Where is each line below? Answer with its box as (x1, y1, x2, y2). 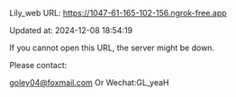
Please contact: (9, 60, 68, 70)
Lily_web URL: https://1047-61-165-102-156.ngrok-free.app (9, 8, 227, 18)
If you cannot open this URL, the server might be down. (9, 42, 214, 53)
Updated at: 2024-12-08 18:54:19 (9, 25, 133, 35)
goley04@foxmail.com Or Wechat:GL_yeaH (9, 77, 169, 88)
